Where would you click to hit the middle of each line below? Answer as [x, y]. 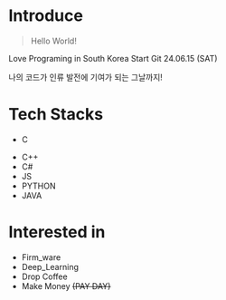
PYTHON [38, 186]
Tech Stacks [56, 115]
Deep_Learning [50, 266]
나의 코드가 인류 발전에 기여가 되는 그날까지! [86, 77]
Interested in [57, 232]
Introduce [46, 16]
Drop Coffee [45, 276]
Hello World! [54, 41]
